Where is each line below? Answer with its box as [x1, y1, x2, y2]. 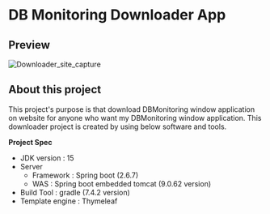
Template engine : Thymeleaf [19, 196, 118, 206]
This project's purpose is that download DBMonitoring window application [8, 104, 255, 114]
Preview [8, 38, 51, 52]
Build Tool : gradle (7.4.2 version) [19, 187, 131, 197]
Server [19, 161, 43, 171]
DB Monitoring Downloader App [8, 6, 226, 24]
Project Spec [8, 137, 53, 147]
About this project [8, 83, 102, 96]
